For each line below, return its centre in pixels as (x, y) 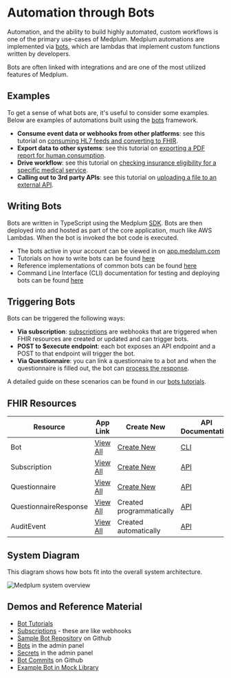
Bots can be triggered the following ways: (66, 318)
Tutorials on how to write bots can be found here (86, 258)
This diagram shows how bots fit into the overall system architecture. (105, 572)
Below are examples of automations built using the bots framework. (103, 120)
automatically (139, 531)
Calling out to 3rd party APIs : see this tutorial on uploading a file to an (117, 177)
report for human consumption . (62, 155)
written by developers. (39, 54)
